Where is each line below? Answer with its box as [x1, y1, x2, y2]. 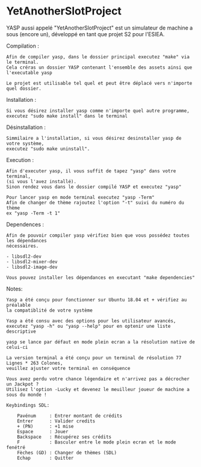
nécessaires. [6, 243, 39, 249]
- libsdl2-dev [6, 253, 42, 260]
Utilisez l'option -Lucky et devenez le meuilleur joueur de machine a [6, 386, 190, 392]
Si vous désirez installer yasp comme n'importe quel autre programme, [6, 107, 190, 114]
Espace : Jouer [17, 428, 69, 434]
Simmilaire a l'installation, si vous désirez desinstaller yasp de [6, 135, 182, 141]
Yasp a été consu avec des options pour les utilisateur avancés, [6, 318, 176, 324]
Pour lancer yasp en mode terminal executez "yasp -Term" [6, 194, 155, 200]
